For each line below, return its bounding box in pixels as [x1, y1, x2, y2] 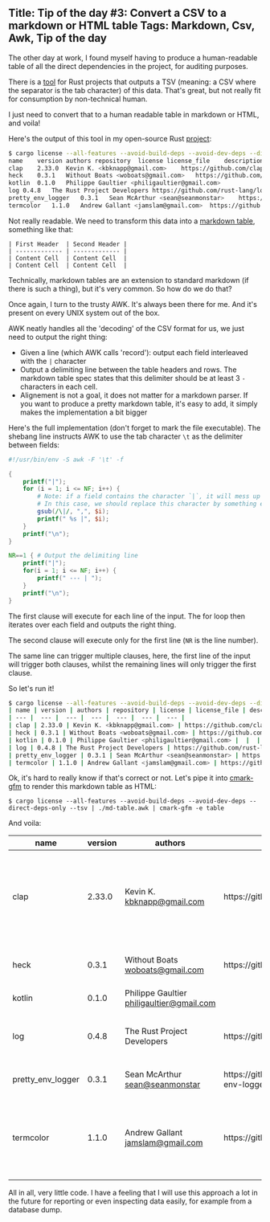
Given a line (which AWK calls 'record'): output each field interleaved [19, 347, 248, 357]
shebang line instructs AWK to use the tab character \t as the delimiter [8, 431, 243, 441]
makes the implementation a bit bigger [19, 407, 148, 417]
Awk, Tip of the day [8, 31, 107, 45]
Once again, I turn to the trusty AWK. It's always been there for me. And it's [8, 299, 257, 309]
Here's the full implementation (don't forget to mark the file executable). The [8, 423, 261, 432]
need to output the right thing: [8, 332, 108, 341]
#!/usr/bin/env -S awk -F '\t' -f [8, 456, 125, 464]
